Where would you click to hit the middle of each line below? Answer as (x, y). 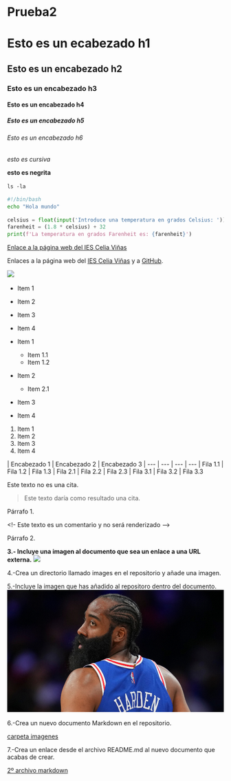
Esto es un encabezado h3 (52, 88)
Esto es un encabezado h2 (65, 68)
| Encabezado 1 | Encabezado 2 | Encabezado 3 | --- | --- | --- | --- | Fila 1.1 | (115, 464)
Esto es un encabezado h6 (45, 138)
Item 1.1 (37, 355)
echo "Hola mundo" (33, 206)
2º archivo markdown (38, 770)
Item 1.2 (38, 363)
